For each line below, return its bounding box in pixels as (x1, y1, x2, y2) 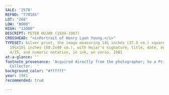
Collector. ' (10, 64, 39, 69)
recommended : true (5, 78, 44, 83)
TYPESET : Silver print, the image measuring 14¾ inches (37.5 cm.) (5, 40, 150, 45)
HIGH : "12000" (5, 26, 35, 31)
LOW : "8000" (5, 21, 30, 27)
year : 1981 (5, 73, 28, 78)
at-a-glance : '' (5, 54, 39, 60)
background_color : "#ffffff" (5, 69, 66, 74)
